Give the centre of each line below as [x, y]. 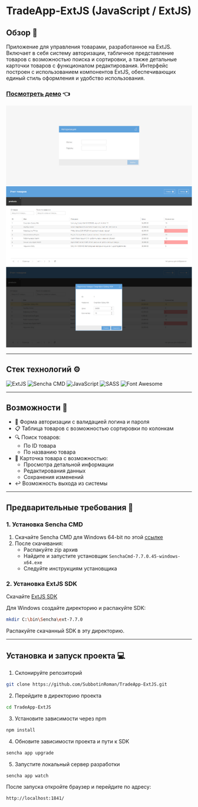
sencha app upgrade [30, 753]
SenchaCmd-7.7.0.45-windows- [145, 557]
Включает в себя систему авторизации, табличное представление [90, 53]
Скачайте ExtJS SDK [32, 596]
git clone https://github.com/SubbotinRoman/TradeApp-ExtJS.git [87, 684]
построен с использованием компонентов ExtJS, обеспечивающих [91, 72]
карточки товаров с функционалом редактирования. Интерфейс [87, 65]
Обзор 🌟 [22, 33]
